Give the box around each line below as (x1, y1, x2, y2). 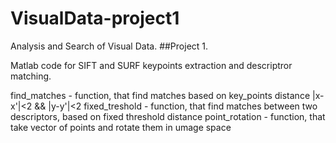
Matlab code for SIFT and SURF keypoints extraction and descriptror (10, 59, 293, 71)
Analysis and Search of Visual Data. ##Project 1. (10, 40, 209, 52)
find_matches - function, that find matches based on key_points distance (10, 89, 311, 101)
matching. (10, 70, 52, 82)
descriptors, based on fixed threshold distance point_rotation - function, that (10, 110, 326, 122)
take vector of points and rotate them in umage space (10, 121, 232, 133)
